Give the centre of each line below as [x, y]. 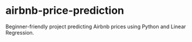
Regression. [20, 32]
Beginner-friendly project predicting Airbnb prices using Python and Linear [96, 26]
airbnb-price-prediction [65, 11]
